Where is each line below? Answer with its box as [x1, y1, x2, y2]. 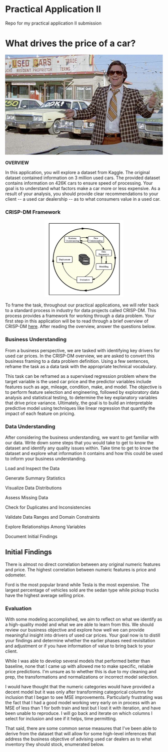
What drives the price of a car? [5, 38, 136, 49]
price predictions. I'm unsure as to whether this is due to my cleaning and [5, 669, 156, 675]
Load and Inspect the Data [5, 465, 60, 471]
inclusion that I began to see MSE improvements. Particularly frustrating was [5, 694, 162, 700]
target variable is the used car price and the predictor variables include [5, 378, 151, 384]
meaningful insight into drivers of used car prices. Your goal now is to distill [5, 632, 160, 638]
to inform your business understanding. [5, 456, 86, 462]
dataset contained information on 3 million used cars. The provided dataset [5, 175, 160, 181]
